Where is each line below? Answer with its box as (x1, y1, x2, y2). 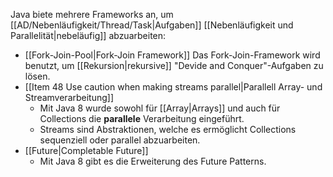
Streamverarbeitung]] (24, 92, 115, 103)
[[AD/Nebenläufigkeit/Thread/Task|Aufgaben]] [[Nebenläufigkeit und (10, 19, 294, 31)
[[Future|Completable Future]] (24, 145, 149, 156)
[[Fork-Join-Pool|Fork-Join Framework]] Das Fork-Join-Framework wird (24, 49, 321, 61)
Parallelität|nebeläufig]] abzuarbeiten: (10, 30, 167, 41)
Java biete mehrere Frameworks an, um (10, 9, 174, 20)
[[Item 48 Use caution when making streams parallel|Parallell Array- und (24, 81, 323, 93)
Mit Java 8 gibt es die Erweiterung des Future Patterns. (39, 155, 267, 167)
